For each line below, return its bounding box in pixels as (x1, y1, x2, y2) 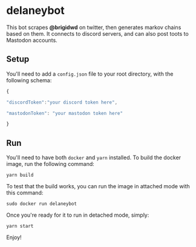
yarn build (6, 172, 34, 179)
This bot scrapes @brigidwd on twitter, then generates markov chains (6, 24, 181, 31)
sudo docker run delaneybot (6, 201, 77, 207)
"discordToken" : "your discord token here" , (6, 99, 118, 105)
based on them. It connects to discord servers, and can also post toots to (6, 30, 189, 37)
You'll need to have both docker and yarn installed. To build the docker (6, 154, 181, 161)
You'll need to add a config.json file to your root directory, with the (6, 70, 174, 77)
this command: (6, 189, 44, 197)
